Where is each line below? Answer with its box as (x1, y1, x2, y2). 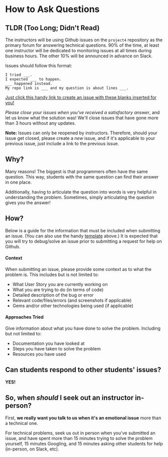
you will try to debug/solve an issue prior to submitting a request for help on (5, 238, 162, 244)
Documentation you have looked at (12, 340, 85, 346)
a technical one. (5, 420, 39, 426)
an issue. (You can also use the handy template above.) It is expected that (5, 233, 158, 239)
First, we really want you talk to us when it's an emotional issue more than (5, 415, 161, 421)
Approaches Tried (5, 314, 44, 320)
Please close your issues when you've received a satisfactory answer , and (5, 110, 160, 115)
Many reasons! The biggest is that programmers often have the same (5, 168, 148, 174)
